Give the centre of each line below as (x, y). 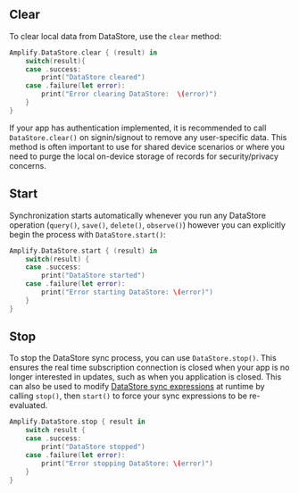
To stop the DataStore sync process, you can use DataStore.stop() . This (143, 358)
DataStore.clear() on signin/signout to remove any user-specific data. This (148, 137)
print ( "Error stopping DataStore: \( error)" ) (128, 464)
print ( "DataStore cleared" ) (93, 78)
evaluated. (29, 405)
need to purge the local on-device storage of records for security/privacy (144, 156)
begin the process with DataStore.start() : (88, 234)
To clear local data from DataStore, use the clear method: (116, 36)
